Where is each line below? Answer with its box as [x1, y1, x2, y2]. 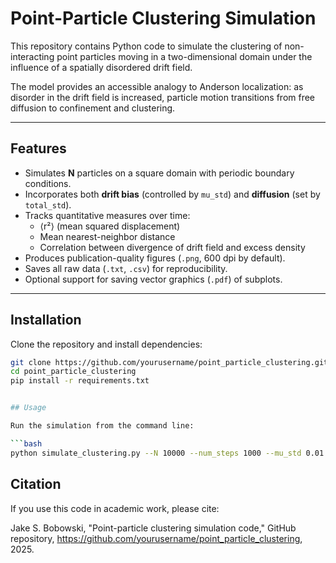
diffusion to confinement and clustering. [10, 102, 176, 114]
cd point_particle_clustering [10, 367, 137, 377]
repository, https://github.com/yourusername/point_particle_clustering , [10, 532, 303, 544]
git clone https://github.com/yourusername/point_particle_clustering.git [10, 357, 329, 367]
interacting [10, 50, 55, 62]
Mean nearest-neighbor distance [39, 230, 176, 242]
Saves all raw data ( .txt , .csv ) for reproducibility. [24, 262, 228, 274]
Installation [10, 312, 82, 329]
